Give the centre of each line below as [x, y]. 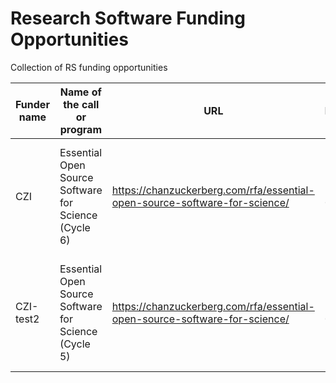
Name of [80, 92]
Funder [32, 104]
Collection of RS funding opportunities [89, 67]
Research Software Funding [128, 18]
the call [81, 104]
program [80, 129]
